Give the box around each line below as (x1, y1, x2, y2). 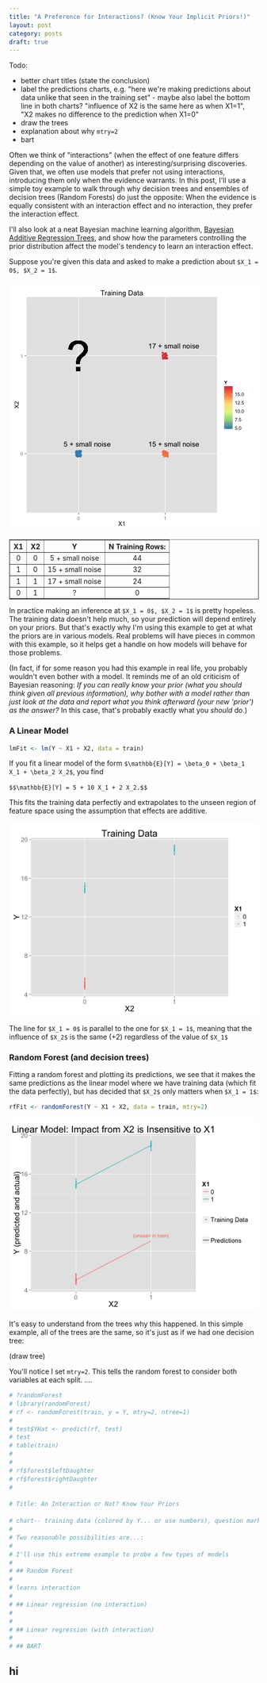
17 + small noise (47, 576, 102, 586)
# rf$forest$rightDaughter (9, 1475, 98, 1483)
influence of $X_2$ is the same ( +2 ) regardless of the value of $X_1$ (9, 1032, 228, 1041)
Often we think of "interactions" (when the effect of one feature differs (9, 151, 239, 160)
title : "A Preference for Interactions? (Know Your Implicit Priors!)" (9, 13, 250, 21)
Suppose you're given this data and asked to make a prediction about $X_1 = (9, 257, 259, 266)
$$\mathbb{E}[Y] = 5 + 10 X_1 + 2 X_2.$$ (9, 784, 148, 792)
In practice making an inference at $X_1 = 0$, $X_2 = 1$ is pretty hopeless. (9, 606, 256, 615)
